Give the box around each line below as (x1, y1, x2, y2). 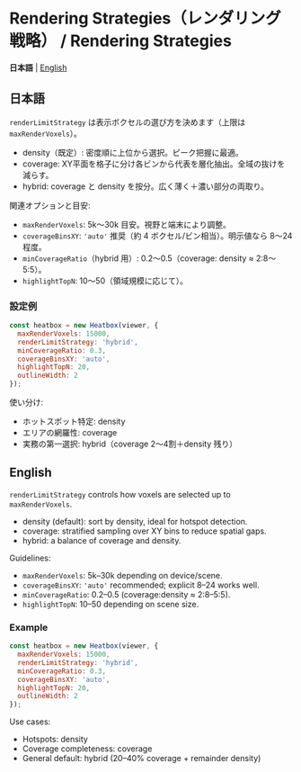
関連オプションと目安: (9, 200, 92, 211)
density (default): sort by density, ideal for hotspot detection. (22, 516, 248, 526)
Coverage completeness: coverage (22, 743, 153, 754)
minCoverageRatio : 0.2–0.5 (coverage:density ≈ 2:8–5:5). (22, 588, 231, 599)
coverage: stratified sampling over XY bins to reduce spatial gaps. (22, 525, 267, 536)
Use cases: (9, 716, 51, 727)
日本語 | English (9, 62, 67, 73)
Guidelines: (9, 552, 51, 563)
